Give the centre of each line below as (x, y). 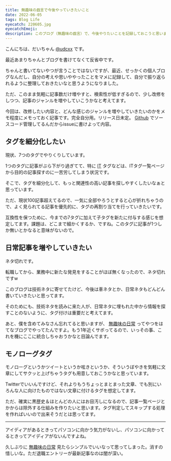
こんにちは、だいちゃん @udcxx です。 (46, 49)
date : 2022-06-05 (24, 15)
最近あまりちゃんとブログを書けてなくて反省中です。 (61, 60)
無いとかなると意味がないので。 (43, 230)
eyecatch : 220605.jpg (28, 24)
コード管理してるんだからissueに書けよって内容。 (62, 124)
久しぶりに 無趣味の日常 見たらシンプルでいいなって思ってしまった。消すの (84, 447)
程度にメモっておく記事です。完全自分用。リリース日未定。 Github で (82, 118)
